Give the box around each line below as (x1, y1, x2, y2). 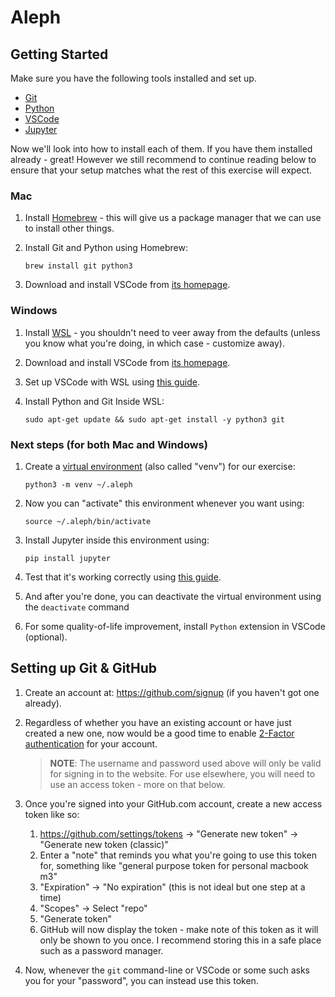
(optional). (24, 631, 68, 643)
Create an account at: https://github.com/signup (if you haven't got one (24, 686, 320, 698)
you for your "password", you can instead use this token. (24, 974, 259, 986)
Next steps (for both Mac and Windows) (10, 437, 208, 451)
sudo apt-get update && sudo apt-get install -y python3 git (24, 414, 286, 425)
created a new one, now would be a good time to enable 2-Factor (24, 727, 295, 739)
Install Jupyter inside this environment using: (24, 534, 210, 546)
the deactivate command (24, 601, 130, 613)
